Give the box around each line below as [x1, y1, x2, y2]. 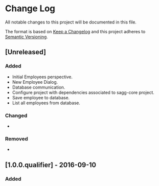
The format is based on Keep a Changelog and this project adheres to [5, 28, 146, 34]
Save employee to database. [12, 94, 70, 100]
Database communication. [12, 84, 65, 90]
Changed [5, 112, 28, 119]
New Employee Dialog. [12, 79, 58, 85]
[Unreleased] [5, 48, 46, 56]
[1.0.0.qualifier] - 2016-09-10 [5, 161, 96, 169]
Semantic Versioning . [5, 34, 48, 40]
